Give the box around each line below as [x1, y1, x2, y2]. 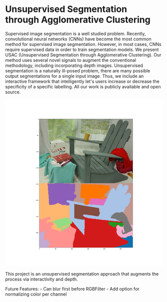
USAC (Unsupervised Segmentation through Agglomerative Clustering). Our [5, 51, 161, 58]
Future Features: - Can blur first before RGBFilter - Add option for [5, 286, 140, 292]
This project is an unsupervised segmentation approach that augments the [5, 271, 159, 277]
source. [5, 89, 21, 95]
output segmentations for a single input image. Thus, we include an [5, 73, 144, 79]
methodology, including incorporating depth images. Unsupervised [5, 62, 143, 68]
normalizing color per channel [5, 291, 67, 297]
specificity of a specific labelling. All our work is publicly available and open [5, 83, 161, 89]
